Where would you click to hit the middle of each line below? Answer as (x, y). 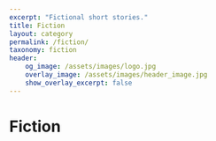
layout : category (41, 33)
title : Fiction (37, 26)
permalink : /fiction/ (49, 42)
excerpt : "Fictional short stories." (79, 17)
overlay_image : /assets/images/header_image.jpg (116, 75)
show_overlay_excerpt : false (79, 83)
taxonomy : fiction (43, 50)
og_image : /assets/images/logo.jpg (91, 67)
